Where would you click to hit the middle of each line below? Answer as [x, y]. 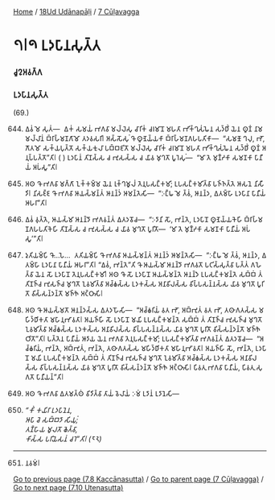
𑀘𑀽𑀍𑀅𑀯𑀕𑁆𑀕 [28, 72]
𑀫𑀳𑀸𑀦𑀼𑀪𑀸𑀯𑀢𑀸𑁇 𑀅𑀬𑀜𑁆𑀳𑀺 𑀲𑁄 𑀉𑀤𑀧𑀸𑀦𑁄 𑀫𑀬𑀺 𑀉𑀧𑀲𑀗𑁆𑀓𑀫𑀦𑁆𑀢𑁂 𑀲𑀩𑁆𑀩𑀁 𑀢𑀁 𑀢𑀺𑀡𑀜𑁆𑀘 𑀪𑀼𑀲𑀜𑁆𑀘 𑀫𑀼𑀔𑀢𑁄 [156, 320]
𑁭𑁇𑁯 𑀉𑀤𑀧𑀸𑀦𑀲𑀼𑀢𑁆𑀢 [57, 45]
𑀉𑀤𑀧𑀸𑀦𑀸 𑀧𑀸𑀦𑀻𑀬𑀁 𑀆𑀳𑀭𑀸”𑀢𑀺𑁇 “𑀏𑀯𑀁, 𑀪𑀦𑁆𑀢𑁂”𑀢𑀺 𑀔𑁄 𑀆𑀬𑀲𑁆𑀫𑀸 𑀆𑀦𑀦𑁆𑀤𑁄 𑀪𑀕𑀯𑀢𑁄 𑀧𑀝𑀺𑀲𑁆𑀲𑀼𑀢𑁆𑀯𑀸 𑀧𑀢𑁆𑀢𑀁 [145, 265]
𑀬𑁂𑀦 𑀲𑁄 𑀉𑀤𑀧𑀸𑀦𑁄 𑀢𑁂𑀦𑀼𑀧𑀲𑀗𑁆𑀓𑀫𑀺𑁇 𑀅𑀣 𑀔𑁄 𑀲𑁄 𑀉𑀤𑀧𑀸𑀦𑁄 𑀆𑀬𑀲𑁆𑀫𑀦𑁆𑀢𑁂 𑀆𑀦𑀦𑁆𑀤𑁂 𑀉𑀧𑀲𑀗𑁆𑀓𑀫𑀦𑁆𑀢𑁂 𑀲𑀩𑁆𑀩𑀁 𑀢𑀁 [149, 275]
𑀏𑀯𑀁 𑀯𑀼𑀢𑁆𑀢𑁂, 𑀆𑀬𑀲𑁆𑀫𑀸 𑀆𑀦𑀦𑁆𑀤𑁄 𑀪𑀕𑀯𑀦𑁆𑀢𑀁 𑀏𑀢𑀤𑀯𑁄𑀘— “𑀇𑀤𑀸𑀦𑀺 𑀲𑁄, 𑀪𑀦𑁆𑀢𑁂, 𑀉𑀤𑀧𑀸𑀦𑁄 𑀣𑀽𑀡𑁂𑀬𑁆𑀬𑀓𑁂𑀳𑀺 [133, 220]
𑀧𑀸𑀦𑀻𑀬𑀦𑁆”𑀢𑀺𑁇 [50, 377]
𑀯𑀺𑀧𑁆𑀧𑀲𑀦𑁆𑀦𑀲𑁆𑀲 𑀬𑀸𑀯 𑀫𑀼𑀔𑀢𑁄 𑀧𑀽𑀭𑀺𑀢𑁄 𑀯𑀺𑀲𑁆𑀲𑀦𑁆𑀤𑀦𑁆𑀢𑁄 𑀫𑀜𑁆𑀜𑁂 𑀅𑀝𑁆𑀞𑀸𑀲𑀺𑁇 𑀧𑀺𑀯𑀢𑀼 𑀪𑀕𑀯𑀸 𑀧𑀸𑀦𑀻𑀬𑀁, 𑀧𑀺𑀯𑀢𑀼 [147, 368]
